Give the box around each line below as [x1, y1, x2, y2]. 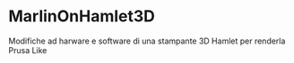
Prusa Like [8, 44, 48, 55]
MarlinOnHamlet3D [8, 6, 156, 27]
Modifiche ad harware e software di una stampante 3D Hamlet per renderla [8, 35, 286, 46]
